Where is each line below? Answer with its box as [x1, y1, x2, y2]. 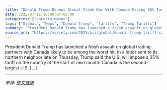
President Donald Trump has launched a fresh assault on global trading [5, 44, 151, 49]
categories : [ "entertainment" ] [5, 16, 70, 21]
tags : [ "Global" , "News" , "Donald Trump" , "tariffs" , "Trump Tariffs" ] [5, 21, 157, 26]
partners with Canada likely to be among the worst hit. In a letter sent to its [5, 49, 158, 55]
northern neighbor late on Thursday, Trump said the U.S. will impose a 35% [5, 54, 160, 60]
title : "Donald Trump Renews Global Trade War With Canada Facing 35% [5, 7, 155, 12]
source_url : [5, 30, 30, 35]
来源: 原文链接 [5, 80, 34, 86]
